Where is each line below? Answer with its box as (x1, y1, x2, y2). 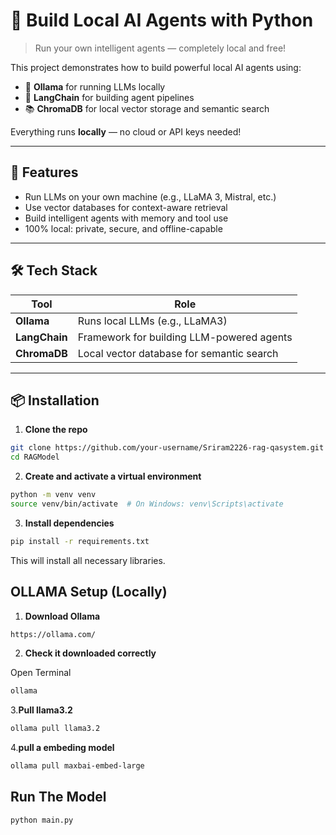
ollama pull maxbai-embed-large (10, 761, 145, 771)
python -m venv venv (10, 490, 97, 500)
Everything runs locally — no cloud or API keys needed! (10, 125, 242, 138)
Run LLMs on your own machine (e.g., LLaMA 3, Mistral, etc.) (24, 190, 277, 203)
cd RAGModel (10, 452, 60, 463)
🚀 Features (10, 164, 79, 181)
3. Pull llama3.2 (10, 704, 73, 716)
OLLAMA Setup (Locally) (10, 584, 168, 601)
